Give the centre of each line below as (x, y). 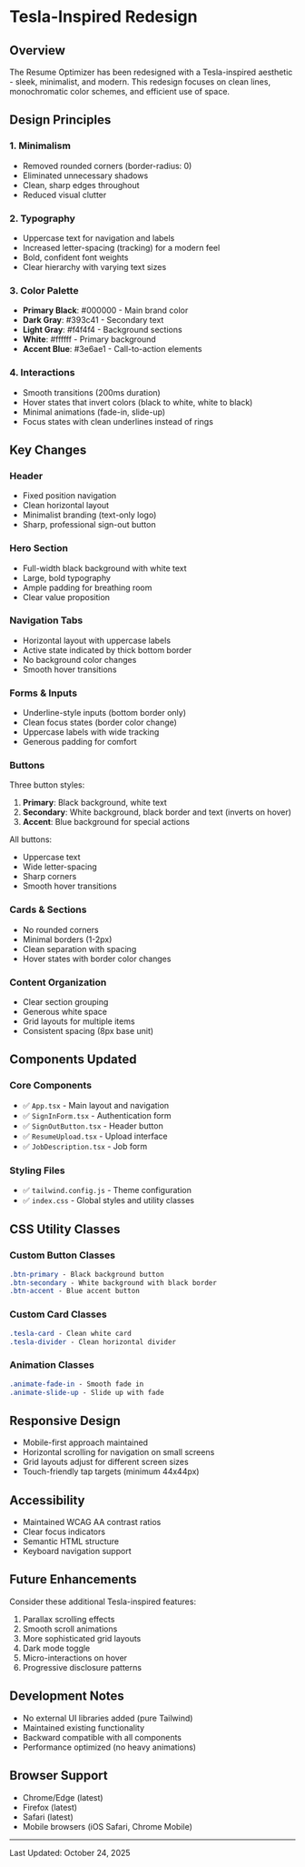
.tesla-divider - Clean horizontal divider (93, 1342)
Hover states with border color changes (97, 959)
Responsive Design (65, 1420)
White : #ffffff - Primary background (89, 339)
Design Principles (60, 120)
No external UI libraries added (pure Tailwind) (108, 1718)
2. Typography (42, 218)
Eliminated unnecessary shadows (85, 176)
